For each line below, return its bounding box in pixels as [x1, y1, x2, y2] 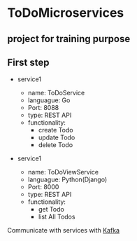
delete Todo [38, 141, 73, 149]
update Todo [38, 133, 75, 142]
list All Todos [38, 212, 75, 221]
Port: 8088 [27, 104, 59, 112]
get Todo [38, 205, 64, 214]
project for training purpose [7, 33, 131, 45]
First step [7, 56, 50, 68]
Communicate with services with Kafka [7, 226, 120, 235]
